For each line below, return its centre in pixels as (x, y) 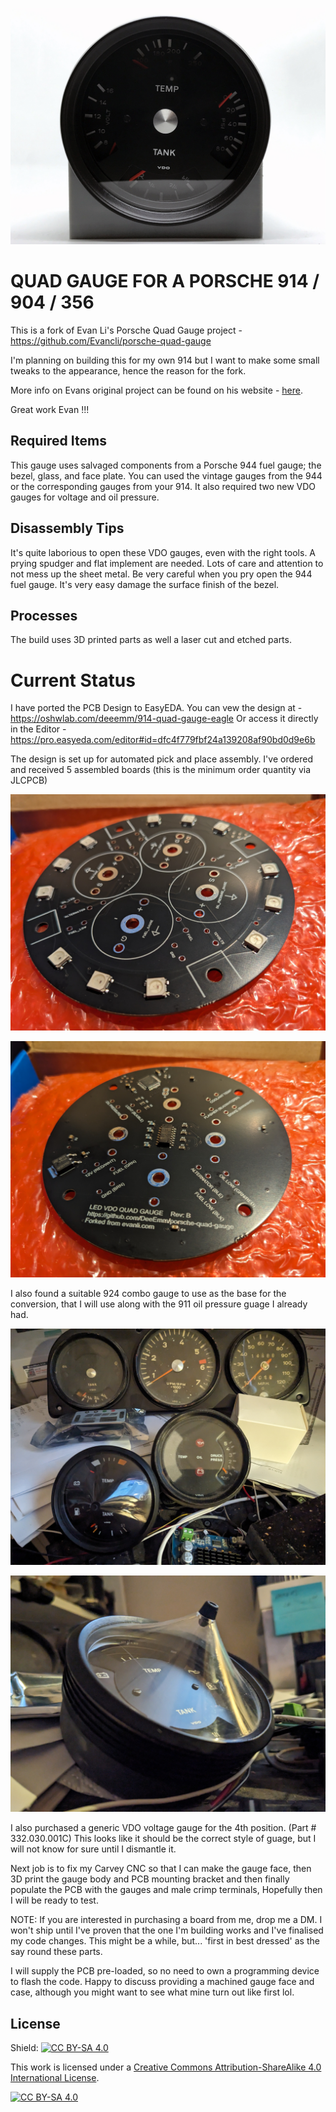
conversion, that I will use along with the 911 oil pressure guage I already (159, 1304)
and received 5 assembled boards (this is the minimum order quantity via (161, 770)
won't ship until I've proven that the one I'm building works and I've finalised (167, 1930)
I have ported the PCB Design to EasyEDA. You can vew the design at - (156, 708)
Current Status (73, 680)
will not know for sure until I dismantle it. (93, 1849)
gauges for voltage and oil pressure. (85, 497)
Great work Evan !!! (50, 409)
